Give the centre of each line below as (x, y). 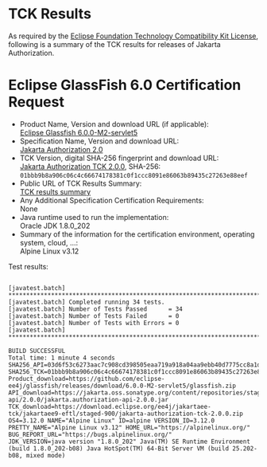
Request (37, 102)
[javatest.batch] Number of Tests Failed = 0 (94, 316)
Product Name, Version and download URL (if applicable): (114, 124)
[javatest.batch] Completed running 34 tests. (87, 302)
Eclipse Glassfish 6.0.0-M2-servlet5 (79, 132)
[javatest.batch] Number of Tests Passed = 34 (95, 309)
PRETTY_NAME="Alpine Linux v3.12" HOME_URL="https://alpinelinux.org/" (129, 427)
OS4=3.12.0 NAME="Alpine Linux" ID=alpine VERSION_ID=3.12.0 (112, 420)
